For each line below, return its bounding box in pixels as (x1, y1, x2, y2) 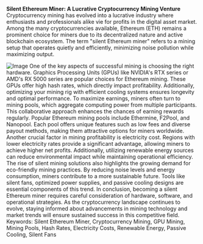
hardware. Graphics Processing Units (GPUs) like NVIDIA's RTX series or (6, 69, 189, 76)
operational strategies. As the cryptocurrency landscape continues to (6, 198, 181, 206)
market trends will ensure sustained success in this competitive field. (6, 212, 180, 218)
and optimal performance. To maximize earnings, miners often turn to (6, 95, 181, 102)
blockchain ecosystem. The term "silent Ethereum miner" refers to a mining (6, 38, 196, 45)
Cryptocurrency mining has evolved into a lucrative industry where (6, 12, 174, 19)
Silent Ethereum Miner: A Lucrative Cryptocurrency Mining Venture (6, 5, 181, 12)
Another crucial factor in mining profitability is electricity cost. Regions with (6, 134, 195, 141)
